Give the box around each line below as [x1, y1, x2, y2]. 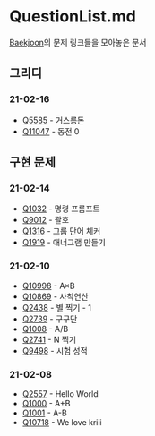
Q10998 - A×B [22, 280, 75, 291]
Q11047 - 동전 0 [22, 125, 80, 136]
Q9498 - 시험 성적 [22, 345, 88, 355]
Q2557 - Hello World [22, 388, 99, 399]
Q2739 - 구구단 [22, 313, 78, 324]
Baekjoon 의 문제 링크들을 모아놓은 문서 [9, 37, 147, 47]
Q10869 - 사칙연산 [22, 291, 89, 302]
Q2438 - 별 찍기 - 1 [22, 302, 92, 312]
